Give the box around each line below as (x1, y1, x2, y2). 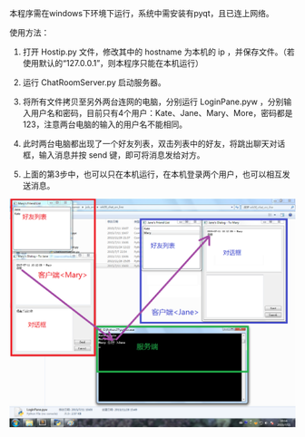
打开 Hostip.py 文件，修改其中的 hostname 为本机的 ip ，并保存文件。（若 (22, 46, 295, 57)
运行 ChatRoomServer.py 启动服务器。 (22, 77, 166, 88)
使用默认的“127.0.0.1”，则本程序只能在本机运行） (22, 58, 204, 68)
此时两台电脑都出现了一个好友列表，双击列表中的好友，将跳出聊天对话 (22, 139, 286, 149)
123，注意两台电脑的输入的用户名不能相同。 (22, 119, 188, 130)
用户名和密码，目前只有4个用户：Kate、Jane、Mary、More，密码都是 (30, 108, 293, 118)
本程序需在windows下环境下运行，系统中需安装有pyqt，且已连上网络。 (9, 8, 274, 18)
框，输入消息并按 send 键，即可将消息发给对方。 (22, 150, 206, 160)
